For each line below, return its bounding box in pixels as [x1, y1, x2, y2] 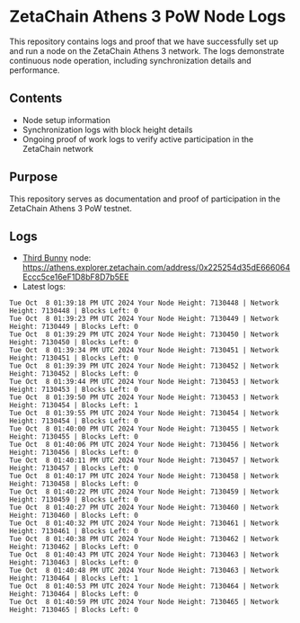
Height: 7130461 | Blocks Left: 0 [9, 527, 139, 536]
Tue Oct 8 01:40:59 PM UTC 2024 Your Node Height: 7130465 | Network [9, 598, 279, 607]
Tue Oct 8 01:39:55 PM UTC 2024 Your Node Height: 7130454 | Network [9, 409, 279, 418]
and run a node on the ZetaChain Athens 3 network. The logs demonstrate [9, 45, 285, 56]
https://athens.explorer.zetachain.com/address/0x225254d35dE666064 [22, 263, 290, 273]
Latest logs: [22, 281, 66, 292]
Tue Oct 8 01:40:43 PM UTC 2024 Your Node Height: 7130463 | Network [9, 550, 279, 559]
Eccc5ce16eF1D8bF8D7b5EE [22, 271, 129, 282]
